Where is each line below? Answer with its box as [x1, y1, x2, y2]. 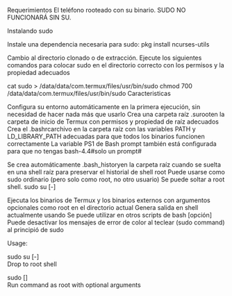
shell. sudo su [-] [7, 183, 56, 190]
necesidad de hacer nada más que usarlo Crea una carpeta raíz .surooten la [7, 110, 225, 118]
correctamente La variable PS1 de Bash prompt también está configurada [7, 140, 217, 148]
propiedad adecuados [7, 69, 71, 76]
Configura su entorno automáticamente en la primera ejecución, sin [7, 103, 201, 110]
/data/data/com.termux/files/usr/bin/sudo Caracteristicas [7, 90, 172, 97]
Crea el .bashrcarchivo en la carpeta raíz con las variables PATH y [7, 125, 196, 133]
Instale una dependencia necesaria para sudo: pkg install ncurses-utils [7, 40, 210, 48]
